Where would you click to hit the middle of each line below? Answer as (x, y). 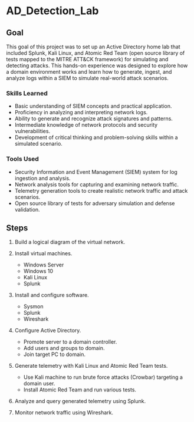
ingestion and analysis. (42, 178)
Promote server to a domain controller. (70, 342)
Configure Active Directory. (48, 331)
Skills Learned (27, 93)
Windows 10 (38, 271)
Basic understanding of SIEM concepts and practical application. (93, 106)
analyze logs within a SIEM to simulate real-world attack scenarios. (88, 78)
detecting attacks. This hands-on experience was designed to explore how (97, 65)
